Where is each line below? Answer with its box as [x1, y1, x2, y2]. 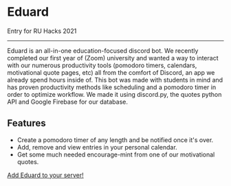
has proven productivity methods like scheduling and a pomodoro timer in [7, 83, 217, 91]
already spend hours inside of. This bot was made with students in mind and [7, 75, 223, 84]
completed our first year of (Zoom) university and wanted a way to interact [7, 54, 219, 62]
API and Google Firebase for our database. [7, 97, 129, 106]
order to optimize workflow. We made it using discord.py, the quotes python [7, 90, 222, 98]
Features [7, 117, 46, 129]
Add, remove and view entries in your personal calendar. [16, 143, 177, 151]
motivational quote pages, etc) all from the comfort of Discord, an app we [7, 68, 215, 76]
